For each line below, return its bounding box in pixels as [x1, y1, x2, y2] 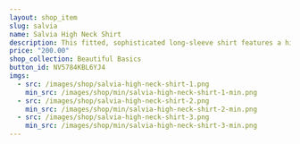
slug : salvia [9, 21, 58, 30]
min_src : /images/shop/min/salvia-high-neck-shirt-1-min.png [25, 88, 257, 97]
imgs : [9, 72, 29, 80]
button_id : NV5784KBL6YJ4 [9, 64, 105, 72]
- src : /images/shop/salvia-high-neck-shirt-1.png [17, 80, 210, 89]
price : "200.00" [9, 47, 70, 55]
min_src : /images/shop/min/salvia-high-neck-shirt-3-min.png [25, 122, 257, 131]
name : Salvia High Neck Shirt [9, 30, 122, 38]
